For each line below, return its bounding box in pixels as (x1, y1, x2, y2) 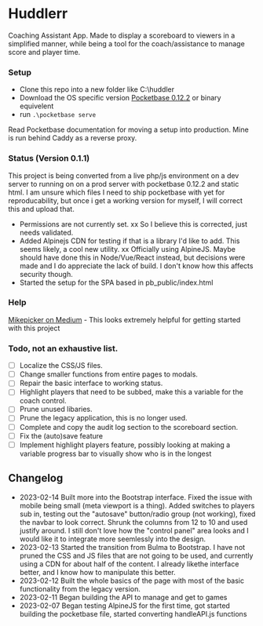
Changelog (8, 471, 64, 485)
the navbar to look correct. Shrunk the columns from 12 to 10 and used (19, 517, 248, 526)
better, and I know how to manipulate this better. (19, 567, 176, 577)
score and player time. (8, 47, 81, 56)
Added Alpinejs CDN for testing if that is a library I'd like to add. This (19, 236, 240, 246)
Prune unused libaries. (19, 405, 93, 414)
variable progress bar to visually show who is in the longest (19, 449, 212, 458)
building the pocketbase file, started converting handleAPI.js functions (19, 609, 247, 618)
